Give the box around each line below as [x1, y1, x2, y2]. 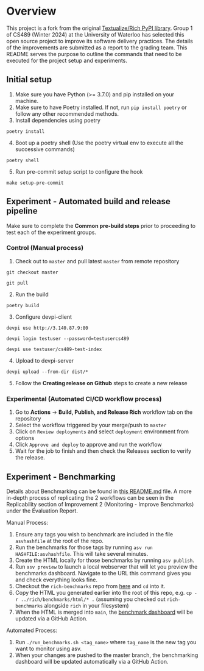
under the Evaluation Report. [6, 507, 78, 514]
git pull [6, 280, 29, 286]
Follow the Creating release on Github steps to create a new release [15, 379, 188, 386]
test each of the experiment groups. [6, 229, 96, 236]
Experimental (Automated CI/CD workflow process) [6, 394, 162, 403]
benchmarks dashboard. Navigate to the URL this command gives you [15, 569, 191, 577]
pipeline [6, 206, 38, 216]
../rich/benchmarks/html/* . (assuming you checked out [21, 595, 166, 603]
